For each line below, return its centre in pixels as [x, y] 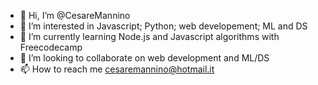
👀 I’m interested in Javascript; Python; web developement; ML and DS [163, 26]
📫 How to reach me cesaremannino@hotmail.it [117, 69]
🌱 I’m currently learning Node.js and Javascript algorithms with [149, 36]
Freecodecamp [51, 47]
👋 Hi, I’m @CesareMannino [75, 15]
